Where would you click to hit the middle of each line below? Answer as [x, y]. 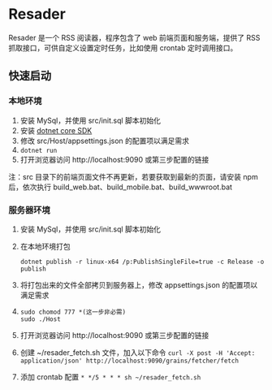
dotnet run [39, 150]
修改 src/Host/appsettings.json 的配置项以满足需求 [104, 141]
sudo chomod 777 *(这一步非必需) [73, 312]
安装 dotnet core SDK [56, 130]
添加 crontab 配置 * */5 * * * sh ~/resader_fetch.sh [110, 377]
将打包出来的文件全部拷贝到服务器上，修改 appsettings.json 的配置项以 [139, 284]
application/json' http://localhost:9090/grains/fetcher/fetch [130, 361]
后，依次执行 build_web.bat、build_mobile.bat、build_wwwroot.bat [121, 187]
